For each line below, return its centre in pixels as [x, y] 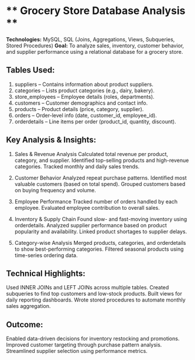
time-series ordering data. [46, 255]
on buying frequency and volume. [55, 190]
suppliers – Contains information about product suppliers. [84, 84]
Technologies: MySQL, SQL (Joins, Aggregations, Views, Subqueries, [90, 39]
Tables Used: [30, 70]
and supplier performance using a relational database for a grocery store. [95, 51]
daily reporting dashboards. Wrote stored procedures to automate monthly [96, 300]
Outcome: [25, 325]
